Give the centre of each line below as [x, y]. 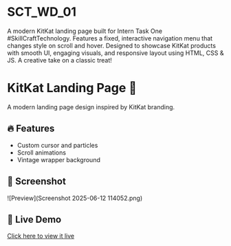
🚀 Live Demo [34, 220]
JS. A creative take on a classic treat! [59, 60]
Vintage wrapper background [59, 159]
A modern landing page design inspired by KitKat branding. [91, 107]
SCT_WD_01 [42, 12]
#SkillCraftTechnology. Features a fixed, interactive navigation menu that [110, 38]
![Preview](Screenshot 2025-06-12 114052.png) [75, 198]
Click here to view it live [41, 236]
